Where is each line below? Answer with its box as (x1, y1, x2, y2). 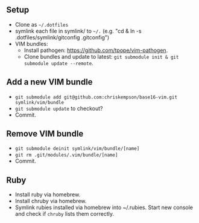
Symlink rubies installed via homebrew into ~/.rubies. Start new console (14, 204, 194, 211)
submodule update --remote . (24, 59, 93, 66)
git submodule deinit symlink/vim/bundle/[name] (14, 146, 140, 152)
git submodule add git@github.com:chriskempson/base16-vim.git (14, 94, 178, 100)
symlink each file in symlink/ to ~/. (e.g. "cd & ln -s (14, 27, 142, 34)
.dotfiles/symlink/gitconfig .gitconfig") (14, 33, 110, 41)
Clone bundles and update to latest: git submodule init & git (24, 53, 179, 60)
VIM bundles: (14, 40, 48, 47)
